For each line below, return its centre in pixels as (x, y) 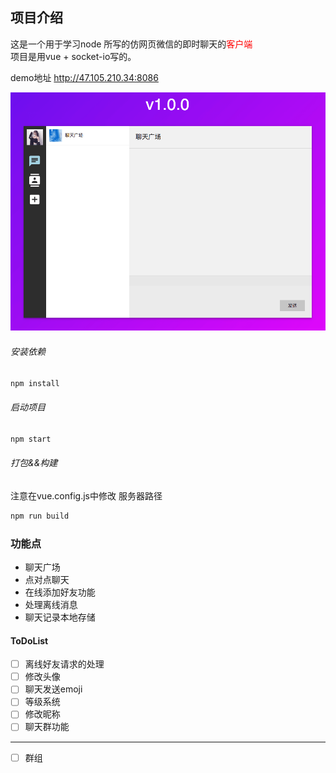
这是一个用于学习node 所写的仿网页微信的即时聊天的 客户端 (131, 44)
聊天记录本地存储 (60, 617)
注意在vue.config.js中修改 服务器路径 (86, 495)
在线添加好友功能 (60, 592)
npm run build (40, 516)
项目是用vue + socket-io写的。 (73, 56)
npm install (35, 383)
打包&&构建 (34, 463)
